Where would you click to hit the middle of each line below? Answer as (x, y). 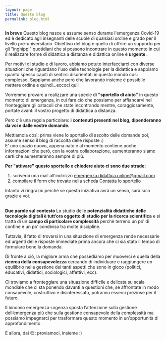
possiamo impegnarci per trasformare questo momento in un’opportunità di (82, 318)
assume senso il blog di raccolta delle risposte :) (55, 140)
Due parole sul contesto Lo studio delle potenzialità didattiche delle (76, 211)
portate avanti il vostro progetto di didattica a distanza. (61, 111)
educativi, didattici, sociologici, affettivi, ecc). (51, 272)
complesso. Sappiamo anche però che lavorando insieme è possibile (75, 80)
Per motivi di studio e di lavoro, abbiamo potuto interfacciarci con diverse (80, 64)
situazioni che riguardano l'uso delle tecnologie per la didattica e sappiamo (82, 69)
